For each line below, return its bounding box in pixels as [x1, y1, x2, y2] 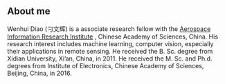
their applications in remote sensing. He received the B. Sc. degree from [7, 47, 213, 55]
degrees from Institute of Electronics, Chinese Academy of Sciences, [7, 61, 204, 70]
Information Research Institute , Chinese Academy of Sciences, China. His [7, 32, 219, 41]
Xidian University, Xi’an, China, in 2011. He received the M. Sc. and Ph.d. [7, 54, 213, 63]
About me [7, 6, 51, 17]
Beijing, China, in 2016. [7, 69, 73, 77]
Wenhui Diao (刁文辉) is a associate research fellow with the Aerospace [7, 24, 211, 33]
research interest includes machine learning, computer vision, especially [7, 39, 214, 48]
